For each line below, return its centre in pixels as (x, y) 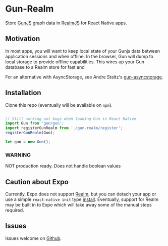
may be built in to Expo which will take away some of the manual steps (79, 205)
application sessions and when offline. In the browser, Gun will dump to (79, 56)
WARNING (18, 155)
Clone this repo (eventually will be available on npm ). (59, 105)
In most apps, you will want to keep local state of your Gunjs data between (83, 51)
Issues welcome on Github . (34, 238)
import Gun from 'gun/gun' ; (35, 124)
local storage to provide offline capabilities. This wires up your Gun (75, 62)
